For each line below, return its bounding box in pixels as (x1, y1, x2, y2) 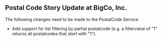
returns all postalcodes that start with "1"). (12, 31, 97, 36)
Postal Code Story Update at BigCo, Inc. (5, 4, 127, 12)
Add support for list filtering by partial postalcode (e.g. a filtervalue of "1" (12, 26, 158, 31)
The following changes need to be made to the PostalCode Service (5, 16, 139, 22)
